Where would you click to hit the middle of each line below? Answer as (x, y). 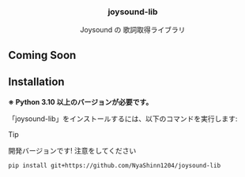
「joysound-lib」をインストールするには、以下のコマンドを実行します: (123, 118)
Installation (36, 82)
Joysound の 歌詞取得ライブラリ (133, 30)
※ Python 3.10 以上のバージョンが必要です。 (81, 101)
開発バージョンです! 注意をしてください (72, 150)
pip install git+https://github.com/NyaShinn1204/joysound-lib (115, 165)
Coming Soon (42, 55)
